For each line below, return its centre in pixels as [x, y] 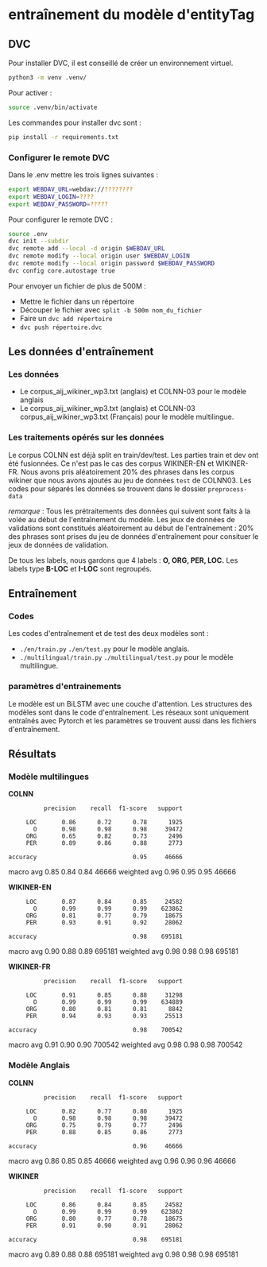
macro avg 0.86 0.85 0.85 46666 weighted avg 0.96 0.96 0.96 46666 [122, 1160]
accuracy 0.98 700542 [95, 1030]
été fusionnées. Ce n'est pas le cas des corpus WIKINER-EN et [111, 463]
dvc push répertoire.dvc [61, 327]
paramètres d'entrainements [65, 687]
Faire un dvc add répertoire [66, 318]
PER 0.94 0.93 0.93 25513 [104, 1016]
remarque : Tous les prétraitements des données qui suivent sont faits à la [130, 511]
